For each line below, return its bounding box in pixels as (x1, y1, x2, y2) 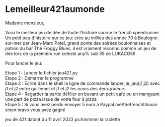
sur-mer (5, 40, 22, 46)
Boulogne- (138, 35, 160, 41)
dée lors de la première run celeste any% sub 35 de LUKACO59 (5, 51, 136, 57)
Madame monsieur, (5, 20, 45, 26)
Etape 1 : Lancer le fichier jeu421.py (5, 69, 78, 75)
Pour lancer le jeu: (5, 60, 42, 66)
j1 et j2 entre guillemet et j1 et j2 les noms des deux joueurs (5, 85, 126, 91)
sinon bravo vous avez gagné (5, 107, 66, 113)
